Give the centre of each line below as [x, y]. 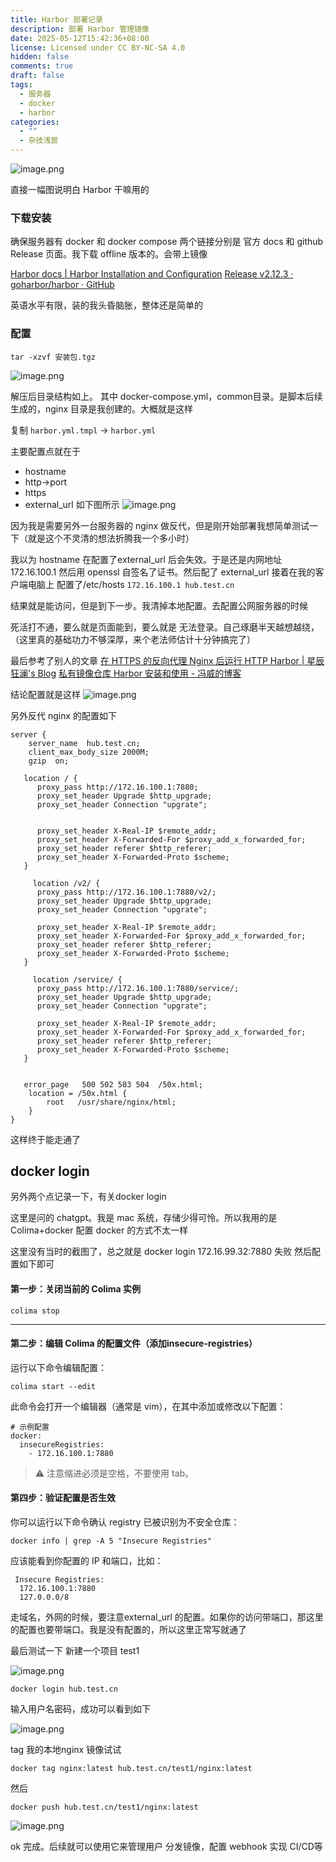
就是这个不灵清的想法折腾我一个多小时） [111, 538]
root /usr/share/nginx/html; [111, 1102]
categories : [35, 122]
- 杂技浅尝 [39, 141]
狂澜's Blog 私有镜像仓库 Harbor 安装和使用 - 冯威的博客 [126, 673]
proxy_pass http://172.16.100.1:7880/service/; [138, 988]
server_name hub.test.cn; [84, 743]
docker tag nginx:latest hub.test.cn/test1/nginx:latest [131, 1769]
